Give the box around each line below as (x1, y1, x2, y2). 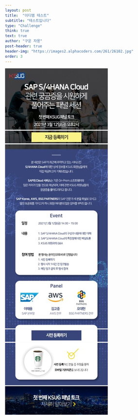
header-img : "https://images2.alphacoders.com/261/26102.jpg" (5, 49, 134, 53)
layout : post (5, 8, 32, 13)
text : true (5, 34, 27, 38)
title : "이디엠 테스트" (5, 13, 50, 18)
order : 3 (5, 54, 23, 59)
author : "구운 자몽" (5, 39, 43, 44)
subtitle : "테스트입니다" (5, 18, 52, 23)
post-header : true (5, 44, 42, 49)
